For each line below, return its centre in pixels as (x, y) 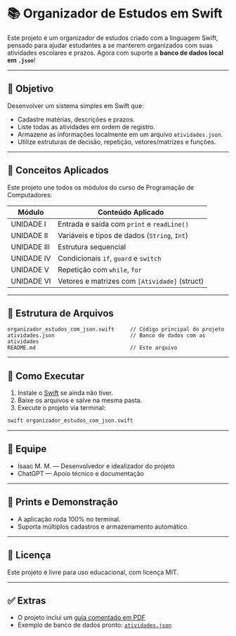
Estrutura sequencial (92, 246)
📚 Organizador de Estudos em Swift (115, 14)
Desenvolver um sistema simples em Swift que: (76, 105)
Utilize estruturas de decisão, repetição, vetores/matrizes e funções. (117, 142)
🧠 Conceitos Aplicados (58, 170)
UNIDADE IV (31, 258)
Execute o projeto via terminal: (61, 408)
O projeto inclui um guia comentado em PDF (81, 618)
